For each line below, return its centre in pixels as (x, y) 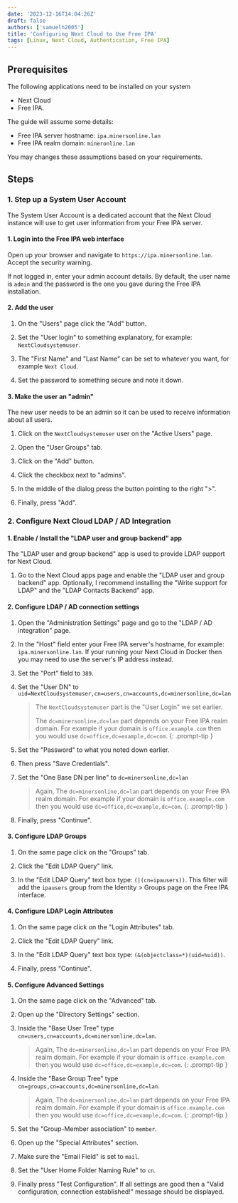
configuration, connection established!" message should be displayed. (121, 1192)
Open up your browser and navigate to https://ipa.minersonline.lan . (110, 254)
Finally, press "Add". (47, 502)
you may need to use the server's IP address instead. (96, 659)
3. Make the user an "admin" (50, 396)
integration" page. (44, 630)
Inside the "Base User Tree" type (66, 1028)
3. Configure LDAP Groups (47, 836)
